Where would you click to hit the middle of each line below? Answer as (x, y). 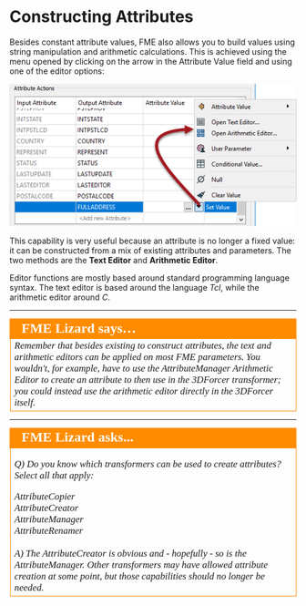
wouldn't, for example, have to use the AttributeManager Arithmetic (143, 369)
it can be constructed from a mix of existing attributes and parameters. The (150, 251)
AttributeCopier (45, 497)
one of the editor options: (57, 71)
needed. (29, 588)
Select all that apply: (54, 476)
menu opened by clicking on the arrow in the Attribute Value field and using (151, 61)
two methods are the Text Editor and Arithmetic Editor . (114, 261)
